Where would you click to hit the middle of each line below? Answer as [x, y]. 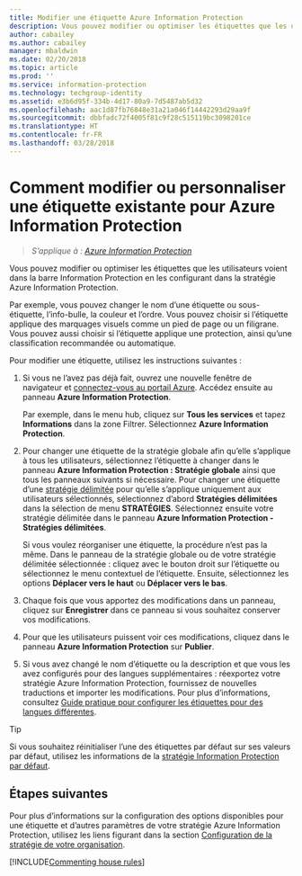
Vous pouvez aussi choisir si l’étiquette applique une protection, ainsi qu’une [151, 333]
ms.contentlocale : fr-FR [56, 135]
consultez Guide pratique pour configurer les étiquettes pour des [142, 702]
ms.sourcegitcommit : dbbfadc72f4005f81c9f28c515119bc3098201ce [130, 118]
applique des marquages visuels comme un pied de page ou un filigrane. [144, 324]
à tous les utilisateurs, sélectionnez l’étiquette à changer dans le [141, 460]
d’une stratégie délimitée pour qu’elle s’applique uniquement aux [142, 489]
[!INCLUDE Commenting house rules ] [77, 862]
